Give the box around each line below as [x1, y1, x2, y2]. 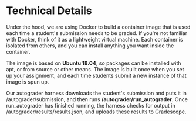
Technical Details [6, 4, 92, 18]
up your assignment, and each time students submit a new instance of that [6, 72, 187, 79]
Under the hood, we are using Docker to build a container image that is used [6, 23, 191, 30]
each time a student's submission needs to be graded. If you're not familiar [6, 29, 188, 36]
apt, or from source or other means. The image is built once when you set [6, 65, 184, 72]
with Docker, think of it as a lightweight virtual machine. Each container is [6, 36, 183, 43]
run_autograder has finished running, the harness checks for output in [6, 102, 176, 109]
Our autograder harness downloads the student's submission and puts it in [6, 89, 187, 96]
